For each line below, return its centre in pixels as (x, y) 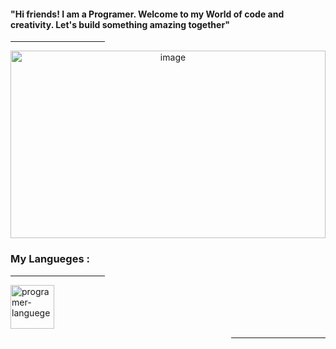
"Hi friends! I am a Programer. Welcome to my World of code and (147, 14)
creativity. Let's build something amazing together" (120, 24)
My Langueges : (50, 259)
